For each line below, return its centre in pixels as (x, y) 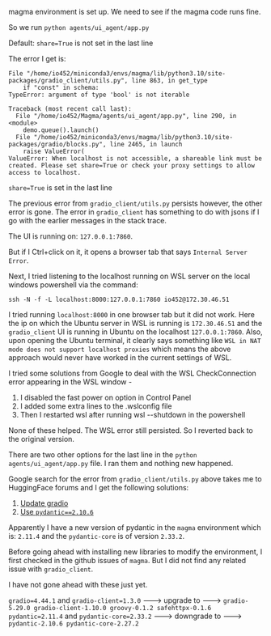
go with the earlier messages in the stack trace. (88, 220)
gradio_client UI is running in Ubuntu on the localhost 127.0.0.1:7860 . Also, (135, 332)
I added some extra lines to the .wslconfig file (96, 406)
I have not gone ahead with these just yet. (78, 585)
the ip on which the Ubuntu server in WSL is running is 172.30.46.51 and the (135, 323)
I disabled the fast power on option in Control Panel (106, 397)
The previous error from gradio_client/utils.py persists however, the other (135, 203)
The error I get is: (37, 59)
